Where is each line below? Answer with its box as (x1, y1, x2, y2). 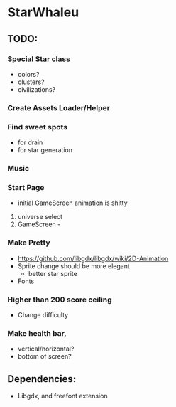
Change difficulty (17, 310, 69, 319)
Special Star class (7, 54, 71, 64)
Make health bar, (7, 328, 67, 338)
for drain (17, 138, 43, 147)
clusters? (17, 78, 45, 86)
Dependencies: (7, 373, 77, 385)
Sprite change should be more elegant (17, 261, 130, 270)
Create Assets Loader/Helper (7, 102, 110, 112)
